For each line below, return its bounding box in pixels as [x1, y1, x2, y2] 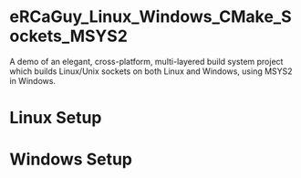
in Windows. [9, 75, 57, 86]
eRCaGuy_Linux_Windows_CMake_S [9, 6, 292, 27]
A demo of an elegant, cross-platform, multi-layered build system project [9, 56, 284, 67]
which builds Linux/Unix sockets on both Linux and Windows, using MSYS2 [9, 66, 294, 77]
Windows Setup [9, 149, 132, 170]
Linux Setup [9, 108, 102, 129]
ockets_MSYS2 [9, 26, 128, 47]
